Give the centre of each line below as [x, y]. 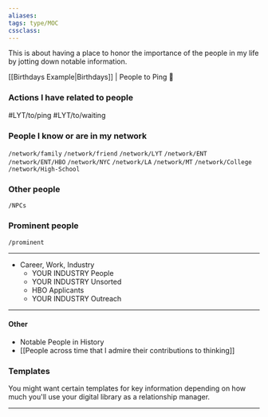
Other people [34, 189]
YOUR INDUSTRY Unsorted [77, 281]
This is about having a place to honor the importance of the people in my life [134, 53]
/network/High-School [44, 169]
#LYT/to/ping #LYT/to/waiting [57, 115]
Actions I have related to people [71, 98]
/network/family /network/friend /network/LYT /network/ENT [108, 153]
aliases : [23, 16]
